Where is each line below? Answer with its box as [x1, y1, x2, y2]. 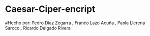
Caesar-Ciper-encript [5, 3, 95, 15]
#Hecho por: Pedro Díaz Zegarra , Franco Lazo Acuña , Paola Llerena [5, 20, 145, 26]
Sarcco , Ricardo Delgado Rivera [5, 25, 71, 31]
